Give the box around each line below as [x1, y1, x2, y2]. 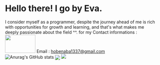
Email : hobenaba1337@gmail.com [36, 48, 105, 54]
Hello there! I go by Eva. [5, 3, 103, 14]
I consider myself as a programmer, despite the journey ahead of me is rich [5, 19, 155, 25]
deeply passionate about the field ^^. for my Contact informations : [5, 29, 137, 35]
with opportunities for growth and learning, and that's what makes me [5, 24, 144, 30]
